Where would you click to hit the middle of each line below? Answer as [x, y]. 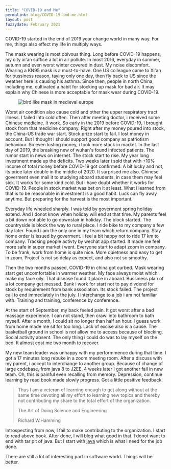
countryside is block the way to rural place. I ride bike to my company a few [85, 225]
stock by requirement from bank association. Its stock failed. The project [82, 289]
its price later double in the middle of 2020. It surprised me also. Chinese [82, 172]
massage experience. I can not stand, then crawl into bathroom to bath [80, 316]
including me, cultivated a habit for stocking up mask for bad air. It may [80, 87]
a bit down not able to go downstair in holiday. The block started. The [78, 220]
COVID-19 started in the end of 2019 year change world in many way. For [82, 39]
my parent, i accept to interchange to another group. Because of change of [84, 364]
